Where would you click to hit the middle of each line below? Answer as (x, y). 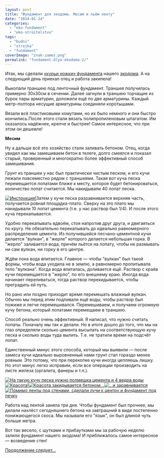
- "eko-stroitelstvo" (32, 32)
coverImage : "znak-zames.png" (36, 55)
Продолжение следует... (31, 450)
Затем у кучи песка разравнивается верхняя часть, (90, 198)
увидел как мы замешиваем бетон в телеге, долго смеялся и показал (78, 153)
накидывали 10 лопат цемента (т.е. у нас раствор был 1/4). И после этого (82, 209)
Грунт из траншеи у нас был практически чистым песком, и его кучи (77, 173)
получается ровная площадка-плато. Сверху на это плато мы (70, 203)
